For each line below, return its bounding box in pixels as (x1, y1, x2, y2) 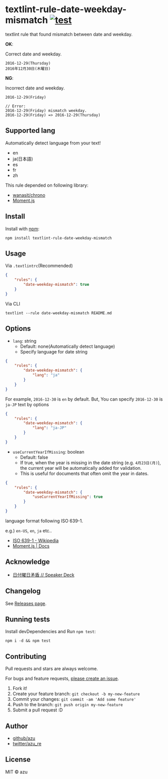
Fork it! (12, 685, 28, 692)
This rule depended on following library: (5, 182, 89, 188)
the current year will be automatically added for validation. (20, 465, 142, 471)
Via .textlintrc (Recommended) (5, 263, 73, 269)
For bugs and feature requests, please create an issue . (5, 675, 119, 682)
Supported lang (5, 126, 56, 135)
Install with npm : (5, 225, 39, 232)
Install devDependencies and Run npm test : (5, 628, 96, 635)
